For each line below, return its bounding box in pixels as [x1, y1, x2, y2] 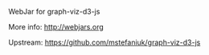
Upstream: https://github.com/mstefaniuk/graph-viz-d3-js [8, 37, 201, 47]
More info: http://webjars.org [8, 22, 104, 31]
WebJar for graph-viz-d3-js [8, 7, 100, 16]
